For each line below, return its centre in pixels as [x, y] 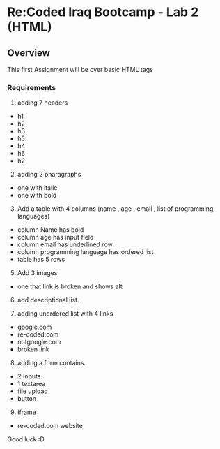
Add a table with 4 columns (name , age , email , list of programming [115, 209]
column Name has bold [50, 230]
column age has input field [55, 237]
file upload [33, 391]
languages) [33, 216]
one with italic [37, 188]
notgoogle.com [39, 342]
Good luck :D [26, 439]
